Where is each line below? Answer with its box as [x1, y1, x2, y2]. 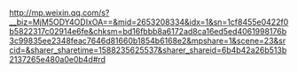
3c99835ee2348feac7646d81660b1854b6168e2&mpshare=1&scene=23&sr [9, 35, 286, 46]
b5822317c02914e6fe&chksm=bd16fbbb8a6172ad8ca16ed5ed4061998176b [9, 26, 287, 36]
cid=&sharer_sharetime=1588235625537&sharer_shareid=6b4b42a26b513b [9, 45, 287, 55]
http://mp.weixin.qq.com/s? [9, 8, 110, 18]
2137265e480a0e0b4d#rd [9, 55, 106, 64]
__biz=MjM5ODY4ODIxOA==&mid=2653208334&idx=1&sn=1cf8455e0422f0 [9, 17, 289, 27]
